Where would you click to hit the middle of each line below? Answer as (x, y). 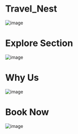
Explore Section (39, 43)
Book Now (27, 112)
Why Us (22, 78)
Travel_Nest (31, 9)
